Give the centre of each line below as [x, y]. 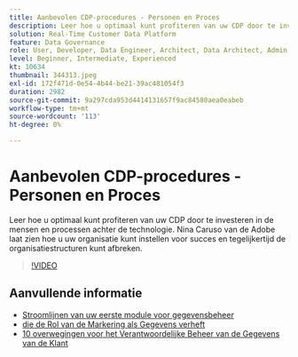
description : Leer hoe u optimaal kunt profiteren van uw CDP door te [142, 26]
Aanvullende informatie [76, 294]
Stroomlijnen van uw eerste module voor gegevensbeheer [128, 314]
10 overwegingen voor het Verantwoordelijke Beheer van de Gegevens [151, 333]
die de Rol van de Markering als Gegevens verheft [114, 324]
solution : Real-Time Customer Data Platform [93, 34]
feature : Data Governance [57, 42]
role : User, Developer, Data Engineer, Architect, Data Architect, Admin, [150, 51]
